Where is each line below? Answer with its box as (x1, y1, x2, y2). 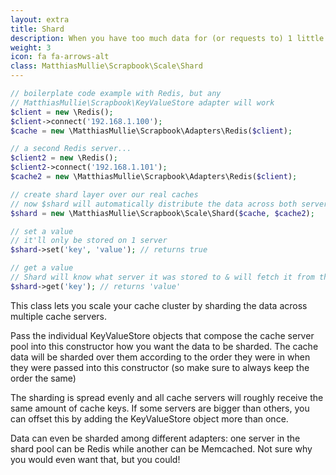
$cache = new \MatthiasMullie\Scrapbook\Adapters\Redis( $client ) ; (10, 126, 293, 136)
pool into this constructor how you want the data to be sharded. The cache (10, 340, 319, 352)
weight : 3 (10, 42, 52, 53)
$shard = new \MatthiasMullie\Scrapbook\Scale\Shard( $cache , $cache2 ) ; (10, 208, 315, 218)
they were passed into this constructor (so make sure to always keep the (10, 361, 310, 373)
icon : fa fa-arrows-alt (10, 52, 110, 62)
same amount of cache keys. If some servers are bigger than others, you (10, 402, 310, 414)
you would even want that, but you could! (10, 453, 181, 465)
